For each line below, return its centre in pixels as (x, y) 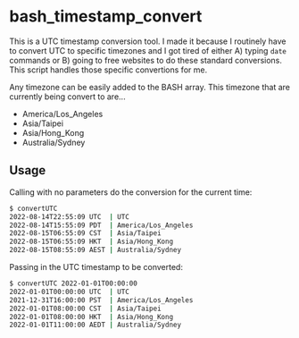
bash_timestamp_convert (106, 17)
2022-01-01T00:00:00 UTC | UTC (69, 292)
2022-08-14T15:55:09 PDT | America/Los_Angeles (101, 225)
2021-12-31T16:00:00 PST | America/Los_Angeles (101, 300)
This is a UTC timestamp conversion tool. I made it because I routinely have (148, 41)
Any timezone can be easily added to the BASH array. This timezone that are (149, 87)
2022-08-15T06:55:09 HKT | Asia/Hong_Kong (91, 242)
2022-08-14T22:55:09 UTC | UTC (69, 216)
